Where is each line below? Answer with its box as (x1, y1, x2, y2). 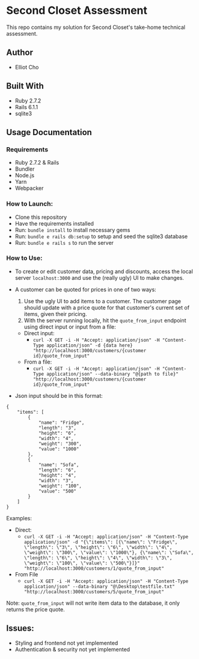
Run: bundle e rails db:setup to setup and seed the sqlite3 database (14, 233, 188, 240)
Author (6, 48, 33, 58)
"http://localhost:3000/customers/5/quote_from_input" (23, 588, 164, 594)
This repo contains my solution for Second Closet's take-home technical (6, 24, 185, 31)
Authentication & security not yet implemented (14, 646, 130, 653)
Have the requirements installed (14, 219, 94, 227)
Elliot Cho (14, 63, 39, 71)
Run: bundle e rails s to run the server (14, 239, 114, 246)
